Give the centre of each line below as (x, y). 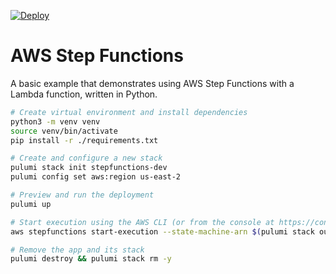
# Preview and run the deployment (82, 195)
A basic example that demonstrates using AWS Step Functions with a (152, 83)
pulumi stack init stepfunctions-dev (89, 168)
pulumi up (31, 204)
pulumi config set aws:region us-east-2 (96, 177)
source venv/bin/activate (64, 131)
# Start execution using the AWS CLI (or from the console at (142, 222)
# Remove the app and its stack (77, 250)
